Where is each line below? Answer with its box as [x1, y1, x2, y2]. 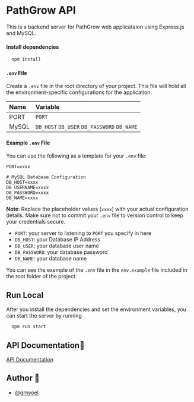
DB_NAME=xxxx [6, 195, 39, 201]
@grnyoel [14, 389, 39, 396]
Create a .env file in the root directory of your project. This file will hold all [6, 83, 186, 90]
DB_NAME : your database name [14, 255, 87, 262]
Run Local [6, 290, 44, 300]
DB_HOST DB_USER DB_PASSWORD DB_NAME [35, 124, 138, 131]
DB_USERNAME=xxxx [6, 185, 49, 191]
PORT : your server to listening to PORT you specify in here [14, 230, 152, 237]
